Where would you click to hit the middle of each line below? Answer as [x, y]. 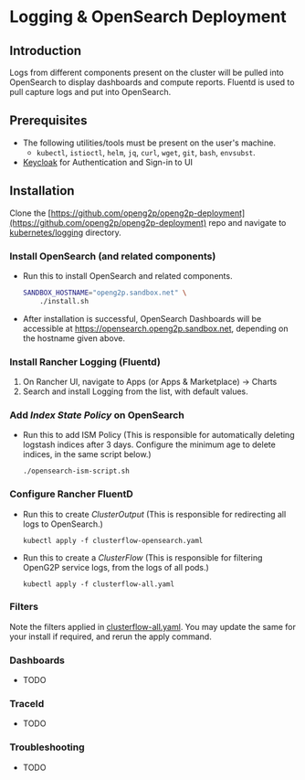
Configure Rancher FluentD [72, 494]
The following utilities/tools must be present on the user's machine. [149, 143]
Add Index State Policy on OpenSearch [97, 415]
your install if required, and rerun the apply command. [110, 636]
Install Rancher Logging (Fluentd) [85, 361]
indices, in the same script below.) [87, 454]
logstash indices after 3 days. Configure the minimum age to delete [149, 444]
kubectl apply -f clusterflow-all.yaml [99, 584]
